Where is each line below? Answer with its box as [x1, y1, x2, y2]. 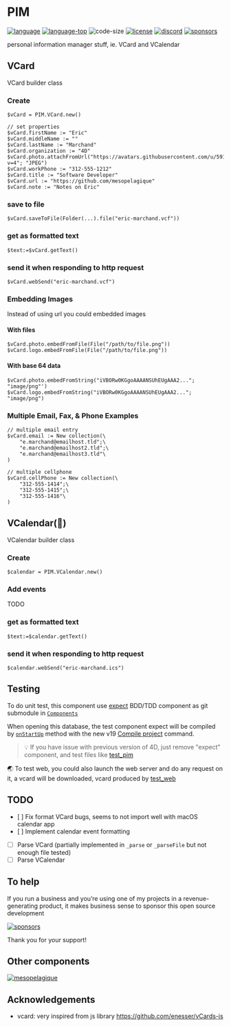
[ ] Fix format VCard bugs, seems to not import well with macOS [16, 812, 198, 820]
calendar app [16, 820, 55, 828]
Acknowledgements [7, 993, 96, 1006]
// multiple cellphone [7, 468, 72, 475]
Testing [7, 683, 41, 695]
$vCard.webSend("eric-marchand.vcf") [7, 278, 115, 285]
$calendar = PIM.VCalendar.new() [7, 569, 103, 576]
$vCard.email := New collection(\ [7, 432, 107, 439]
